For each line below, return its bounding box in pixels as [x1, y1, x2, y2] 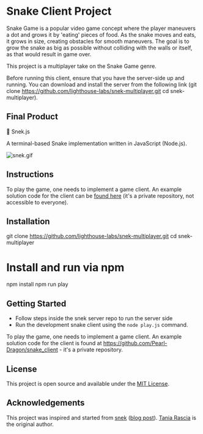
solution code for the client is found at [6, 340, 102, 347]
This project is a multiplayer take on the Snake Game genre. [6, 62, 157, 70]
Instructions [6, 170, 54, 180]
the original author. [6, 421, 54, 428]
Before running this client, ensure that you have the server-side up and [6, 74, 185, 81]
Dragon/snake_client [6, 346, 58, 353]
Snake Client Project [6, 4, 112, 18]
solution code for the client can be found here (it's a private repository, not [6, 192, 194, 200]
